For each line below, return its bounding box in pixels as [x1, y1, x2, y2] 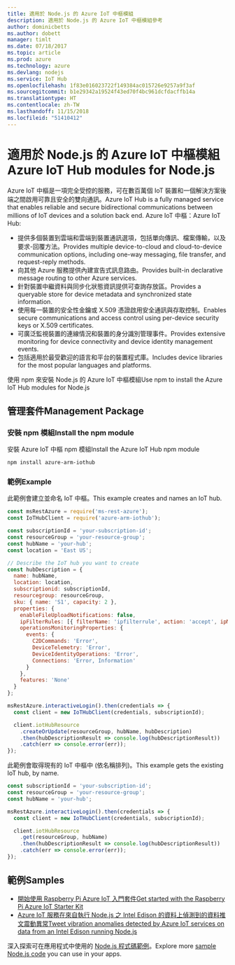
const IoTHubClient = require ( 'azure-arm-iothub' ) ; [7, 515, 161, 522]
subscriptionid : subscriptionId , [13, 585, 111, 592]
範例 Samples [7, 875, 65, 887]
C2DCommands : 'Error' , [32, 638, 99, 645]
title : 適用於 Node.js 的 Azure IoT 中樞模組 [7, 10, 134, 18]
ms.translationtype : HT [7, 95, 77, 102]
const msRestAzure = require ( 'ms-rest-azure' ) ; [7, 508, 149, 515]
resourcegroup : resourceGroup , [13, 592, 105, 599]
